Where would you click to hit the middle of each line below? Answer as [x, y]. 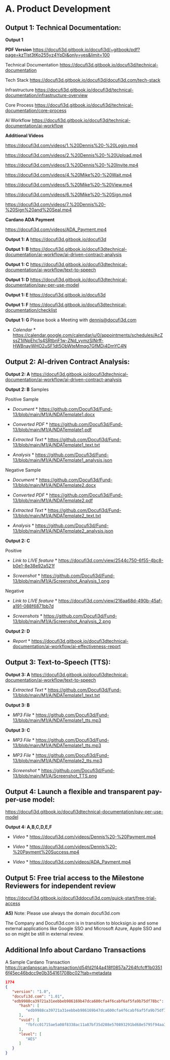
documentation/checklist [31, 310]
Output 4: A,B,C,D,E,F [29, 827]
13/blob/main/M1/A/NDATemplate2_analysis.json [63, 531]
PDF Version [18, 49]
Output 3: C [18, 730]
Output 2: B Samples [27, 389]
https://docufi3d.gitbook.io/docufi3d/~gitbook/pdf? [86, 49]
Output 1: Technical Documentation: [63, 28]
